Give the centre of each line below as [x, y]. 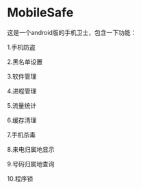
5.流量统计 [22, 105]
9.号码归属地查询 [31, 164]
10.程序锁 [20, 178]
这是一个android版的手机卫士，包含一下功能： [72, 32]
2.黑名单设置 [25, 62]
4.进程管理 [22, 91]
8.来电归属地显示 [31, 149]
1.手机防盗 [21, 47]
